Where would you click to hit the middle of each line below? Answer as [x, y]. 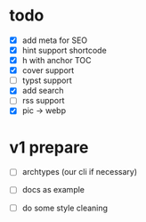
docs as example [53, 190]
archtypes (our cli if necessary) [80, 172]
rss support [43, 101]
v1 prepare [49, 147]
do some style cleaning [65, 208]
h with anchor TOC [57, 61]
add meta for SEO [55, 40]
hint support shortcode [64, 50]
